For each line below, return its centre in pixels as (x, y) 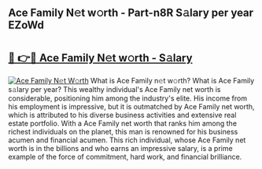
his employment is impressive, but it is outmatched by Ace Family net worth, (131, 107)
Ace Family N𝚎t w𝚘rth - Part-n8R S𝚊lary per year (131, 13)
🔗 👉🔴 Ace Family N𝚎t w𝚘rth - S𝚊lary (100, 58)
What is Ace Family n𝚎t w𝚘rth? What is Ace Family (172, 81)
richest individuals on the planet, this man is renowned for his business (123, 132)
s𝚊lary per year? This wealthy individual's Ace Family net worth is (114, 89)
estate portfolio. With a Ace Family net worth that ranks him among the (123, 123)
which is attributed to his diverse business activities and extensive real (122, 115)
